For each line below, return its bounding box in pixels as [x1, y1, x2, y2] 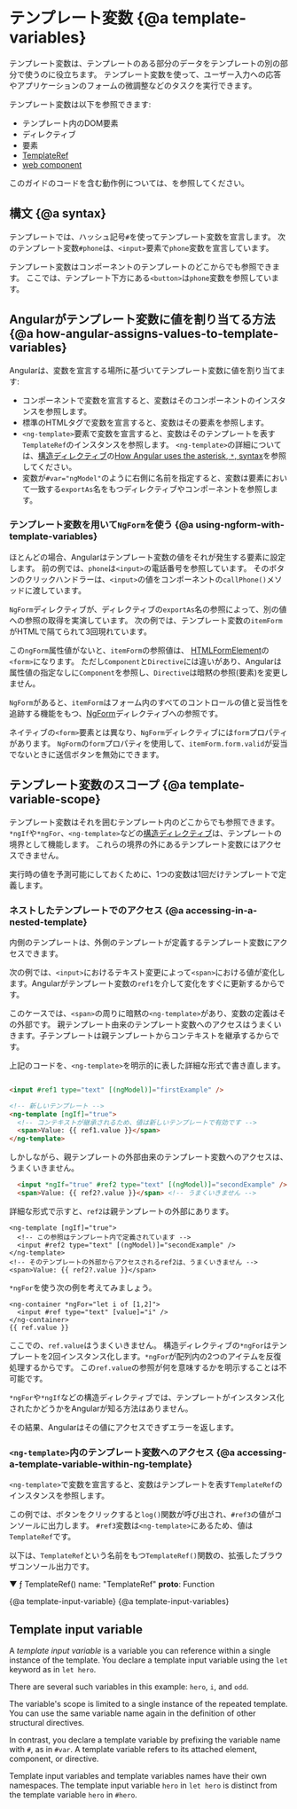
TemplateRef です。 [9, 1531, 76, 1542]
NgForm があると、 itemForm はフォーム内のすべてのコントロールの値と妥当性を [9, 697, 289, 708]
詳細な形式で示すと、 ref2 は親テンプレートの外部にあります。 [9, 1205, 234, 1216]
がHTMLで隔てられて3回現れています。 [9, 626, 152, 637]
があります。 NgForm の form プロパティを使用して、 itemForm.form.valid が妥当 [9, 738, 288, 748]
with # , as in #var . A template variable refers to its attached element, [9, 1744, 258, 1755]
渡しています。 [32, 584, 87, 595]
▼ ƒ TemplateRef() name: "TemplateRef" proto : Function [9, 1579, 215, 1590]
